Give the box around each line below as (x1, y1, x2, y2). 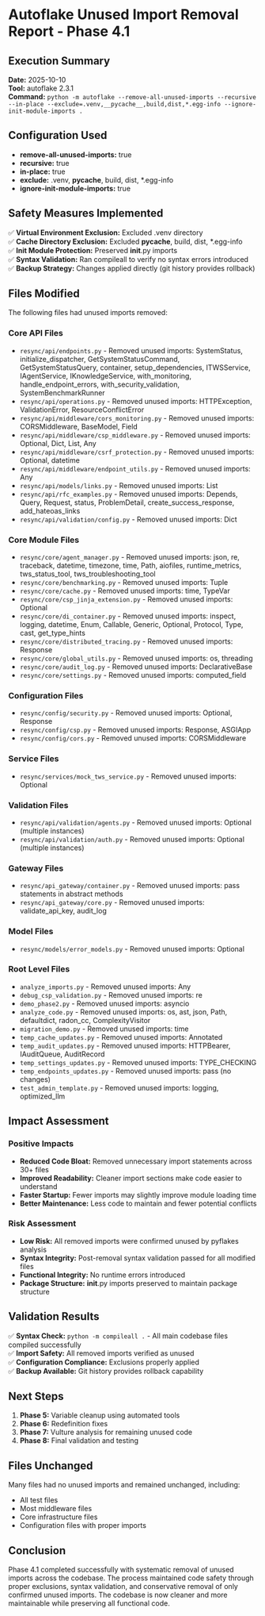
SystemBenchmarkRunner (19, 387, 105, 398)
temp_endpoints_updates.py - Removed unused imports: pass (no (19, 1066, 232, 1075)
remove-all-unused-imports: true (19, 149, 132, 160)
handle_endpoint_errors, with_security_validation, (19, 379, 180, 389)
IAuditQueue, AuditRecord (19, 1049, 105, 1059)
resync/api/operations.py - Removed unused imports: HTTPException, (19, 396, 252, 406)
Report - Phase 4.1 (8, 22, 131, 40)
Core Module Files (8, 534, 80, 545)
